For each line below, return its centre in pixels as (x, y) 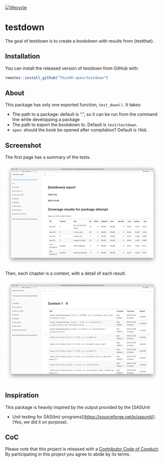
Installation (23, 56)
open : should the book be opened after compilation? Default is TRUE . (80, 130)
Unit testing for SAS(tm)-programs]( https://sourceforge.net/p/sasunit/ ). (84, 416)
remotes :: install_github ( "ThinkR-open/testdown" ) (57, 78)
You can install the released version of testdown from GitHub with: (72, 68)
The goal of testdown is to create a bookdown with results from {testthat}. (80, 41)
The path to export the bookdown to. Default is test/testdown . (75, 125)
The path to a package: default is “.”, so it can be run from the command (85, 114)
